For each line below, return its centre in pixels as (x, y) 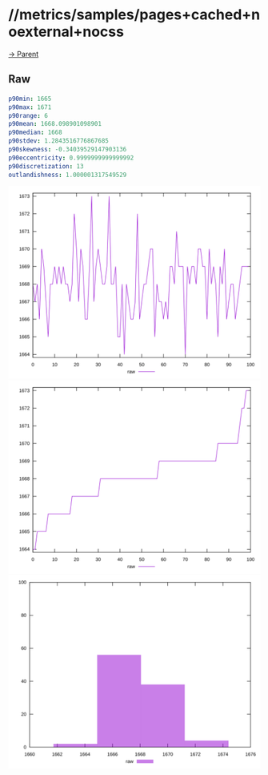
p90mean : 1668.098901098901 (55, 124)
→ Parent (24, 54)
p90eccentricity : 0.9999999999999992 (71, 158)
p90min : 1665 (30, 99)
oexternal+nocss (66, 32)
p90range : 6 (28, 115)
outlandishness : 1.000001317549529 (68, 175)
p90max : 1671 (30, 107)
